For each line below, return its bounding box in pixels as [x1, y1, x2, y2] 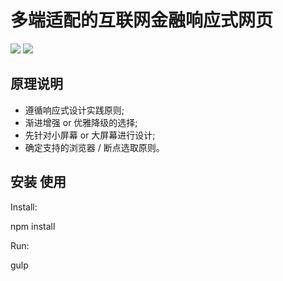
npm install [10, 220, 56, 232]
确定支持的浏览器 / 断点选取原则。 [24, 141, 165, 153]
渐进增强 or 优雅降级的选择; [24, 116, 138, 128]
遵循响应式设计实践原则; [24, 104, 125, 116]
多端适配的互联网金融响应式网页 [10, 9, 274, 32]
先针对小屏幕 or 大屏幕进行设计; [24, 129, 156, 141]
